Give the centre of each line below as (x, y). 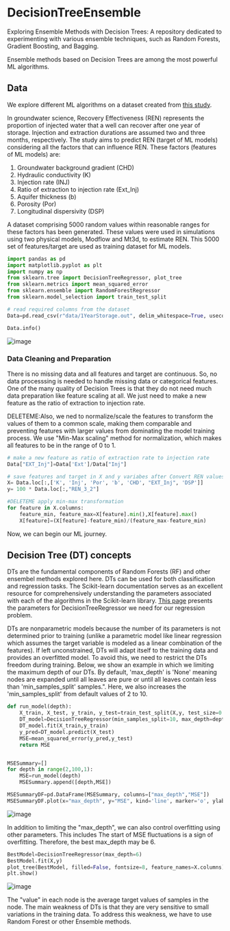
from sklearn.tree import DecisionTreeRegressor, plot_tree (95, 278)
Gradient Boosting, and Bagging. (53, 46)
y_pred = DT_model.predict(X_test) (67, 732)
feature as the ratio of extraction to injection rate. (76, 403)
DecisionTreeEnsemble (74, 13)
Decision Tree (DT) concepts (69, 556)
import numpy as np (35, 272)
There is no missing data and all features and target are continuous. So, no (112, 374)
